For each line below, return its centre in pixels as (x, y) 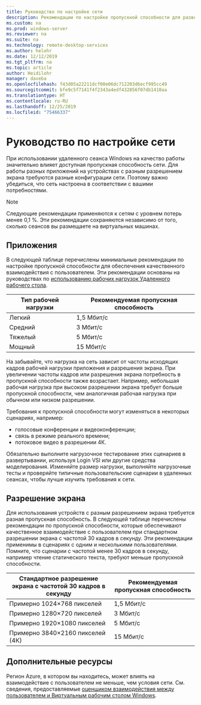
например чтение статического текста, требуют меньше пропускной (95, 557)
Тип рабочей (40, 300)
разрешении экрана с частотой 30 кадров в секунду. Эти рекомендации (99, 538)
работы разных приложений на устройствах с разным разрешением (94, 171)
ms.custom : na (24, 23)
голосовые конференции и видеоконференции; (75, 430)
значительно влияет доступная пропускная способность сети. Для (92, 165)
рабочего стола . (27, 285)
